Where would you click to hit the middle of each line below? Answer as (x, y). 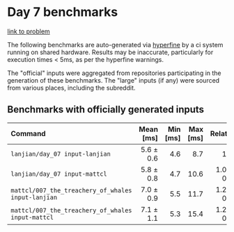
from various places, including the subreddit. (71, 88)
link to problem (29, 31)
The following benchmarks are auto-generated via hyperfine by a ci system (115, 44)
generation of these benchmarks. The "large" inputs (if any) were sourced (114, 80)
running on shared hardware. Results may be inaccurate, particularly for (110, 52)
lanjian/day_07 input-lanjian (61, 154)
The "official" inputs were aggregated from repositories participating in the (114, 73)
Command (29, 133)
